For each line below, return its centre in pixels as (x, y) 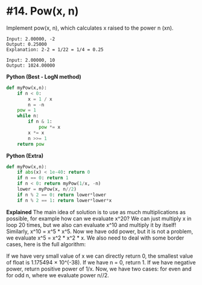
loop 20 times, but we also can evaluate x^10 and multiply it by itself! (91, 224)
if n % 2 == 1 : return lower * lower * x (65, 200)
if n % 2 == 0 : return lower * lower (62, 195)
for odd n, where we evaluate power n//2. (58, 275)
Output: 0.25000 (27, 44)
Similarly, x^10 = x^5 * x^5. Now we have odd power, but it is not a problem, (100, 231)
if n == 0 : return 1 (43, 178)
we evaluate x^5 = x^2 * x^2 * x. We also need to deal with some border (95, 238)
